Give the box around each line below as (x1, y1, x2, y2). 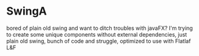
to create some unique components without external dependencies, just (6, 30, 187, 38)
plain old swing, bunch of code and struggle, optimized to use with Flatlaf (6, 37, 191, 44)
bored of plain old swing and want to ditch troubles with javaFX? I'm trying (6, 24, 194, 32)
